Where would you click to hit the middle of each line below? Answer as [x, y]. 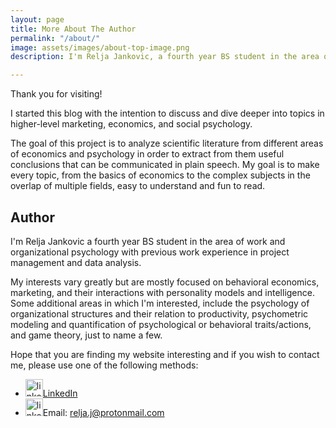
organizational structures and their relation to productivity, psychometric [159, 313]
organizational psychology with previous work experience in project [150, 252]
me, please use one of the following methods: [104, 365]
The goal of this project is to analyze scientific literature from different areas [167, 143]
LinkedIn [60, 393]
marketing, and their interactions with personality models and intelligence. [162, 292]
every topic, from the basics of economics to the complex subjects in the [160, 175]
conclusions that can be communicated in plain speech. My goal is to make [165, 165]
